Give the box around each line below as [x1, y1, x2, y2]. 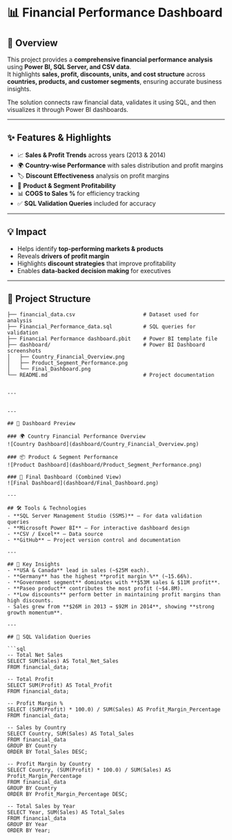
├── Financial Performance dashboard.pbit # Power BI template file [7, 335, 217, 342]
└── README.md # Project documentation [7, 372, 215, 379]
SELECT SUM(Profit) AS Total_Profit [7, 682, 113, 689]
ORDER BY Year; [7, 827, 51, 834]
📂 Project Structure [7, 293, 91, 305]
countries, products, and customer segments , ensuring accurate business [7, 77, 222, 86]
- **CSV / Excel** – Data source [7, 531, 104, 538]
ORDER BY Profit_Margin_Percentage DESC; [7, 791, 128, 798]
